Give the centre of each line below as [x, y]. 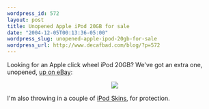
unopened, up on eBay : [40, 72]
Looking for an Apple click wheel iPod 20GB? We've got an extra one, [105, 65]
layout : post [26, 20]
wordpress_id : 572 [33, 13]
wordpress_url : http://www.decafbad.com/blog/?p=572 [84, 45]
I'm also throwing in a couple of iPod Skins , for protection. [88, 98]
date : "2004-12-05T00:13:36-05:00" [58, 33]
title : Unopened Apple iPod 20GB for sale [68, 26]
